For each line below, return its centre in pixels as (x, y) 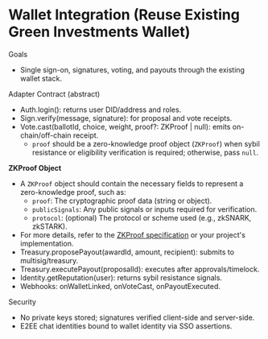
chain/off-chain (45, 135)
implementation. (47, 243)
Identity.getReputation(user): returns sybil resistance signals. (121, 277)
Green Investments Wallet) (99, 32)
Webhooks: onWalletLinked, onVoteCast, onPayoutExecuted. (120, 286)
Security (22, 302)
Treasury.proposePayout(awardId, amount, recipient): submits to (127, 252)
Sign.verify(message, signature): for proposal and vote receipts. (126, 118)
